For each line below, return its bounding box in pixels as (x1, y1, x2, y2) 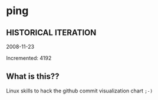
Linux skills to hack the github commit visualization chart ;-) (6, 87, 153, 94)
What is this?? (6, 72, 60, 82)
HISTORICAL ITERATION (6, 28, 97, 38)
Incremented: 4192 (6, 55, 52, 61)
